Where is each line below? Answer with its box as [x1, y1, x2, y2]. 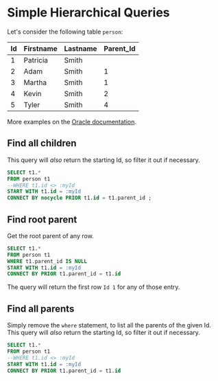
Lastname [64, 43, 97, 53]
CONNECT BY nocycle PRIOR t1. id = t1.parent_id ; [7, 194, 152, 202]
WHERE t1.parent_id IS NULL [7, 257, 88, 265]
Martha [23, 78, 47, 87]
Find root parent [7, 213, 77, 225]
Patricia [23, 55, 49, 65]
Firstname [23, 43, 58, 53]
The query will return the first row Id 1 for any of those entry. [7, 283, 180, 291]
